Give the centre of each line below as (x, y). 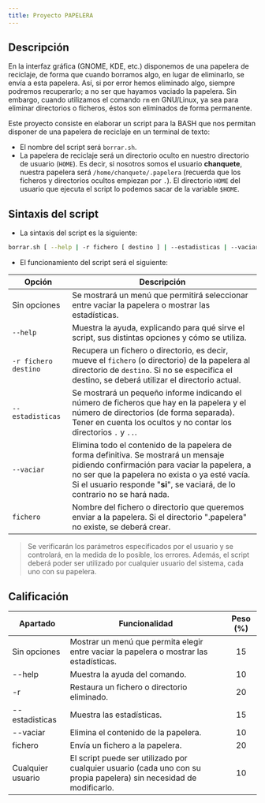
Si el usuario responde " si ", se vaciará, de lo (154, 484)
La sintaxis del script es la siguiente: (78, 233)
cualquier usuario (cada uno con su (135, 768)
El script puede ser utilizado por (129, 758)
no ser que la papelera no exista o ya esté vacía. (161, 475)
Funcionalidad (146, 623)
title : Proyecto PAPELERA (50, 15)
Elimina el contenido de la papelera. (136, 732)
